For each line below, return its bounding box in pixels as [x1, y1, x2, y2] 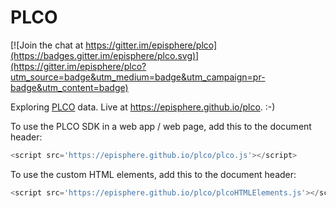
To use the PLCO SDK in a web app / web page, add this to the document [10, 120, 312, 132]
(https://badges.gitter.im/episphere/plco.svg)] [10, 49, 200, 61]
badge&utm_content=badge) [10, 81, 129, 93]
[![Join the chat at [10, 39, 84, 51]
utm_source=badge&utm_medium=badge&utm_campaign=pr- [10, 71, 266, 83]
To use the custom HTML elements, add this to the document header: [10, 168, 297, 180]
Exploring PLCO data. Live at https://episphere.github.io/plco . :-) [10, 101, 276, 113]
